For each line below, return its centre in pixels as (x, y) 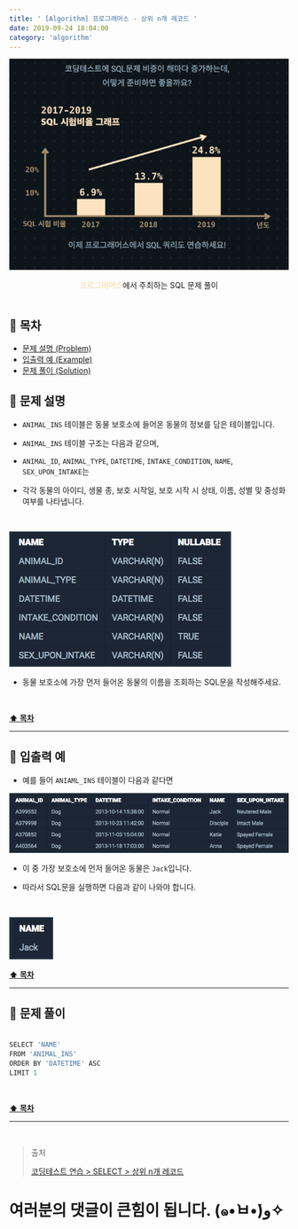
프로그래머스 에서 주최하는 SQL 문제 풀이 (149, 286)
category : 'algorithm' (51, 37)
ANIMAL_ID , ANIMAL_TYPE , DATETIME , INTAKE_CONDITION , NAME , (127, 460)
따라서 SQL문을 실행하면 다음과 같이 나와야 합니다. (109, 887)
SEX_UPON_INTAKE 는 (56, 471)
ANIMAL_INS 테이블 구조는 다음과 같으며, (90, 442)
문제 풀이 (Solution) (56, 370)
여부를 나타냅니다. (53, 501)
